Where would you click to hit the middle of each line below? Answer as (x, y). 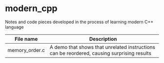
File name (26, 39)
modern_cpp (31, 8)
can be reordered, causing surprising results (100, 53)
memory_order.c (26, 50)
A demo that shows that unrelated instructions (102, 47)
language (14, 27)
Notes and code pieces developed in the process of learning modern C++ (79, 22)
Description (103, 39)
